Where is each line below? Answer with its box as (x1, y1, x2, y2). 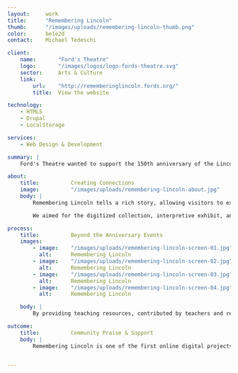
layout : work (7, 10, 59, 18)
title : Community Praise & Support (20, 329, 154, 336)
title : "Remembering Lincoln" (7, 17, 113, 24)
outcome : (7, 323, 33, 330)
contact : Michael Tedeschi (7, 37, 97, 44)
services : (7, 134, 37, 142)
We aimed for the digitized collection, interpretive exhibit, (33, 212, 223, 219)
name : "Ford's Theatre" (20, 56, 110, 64)
